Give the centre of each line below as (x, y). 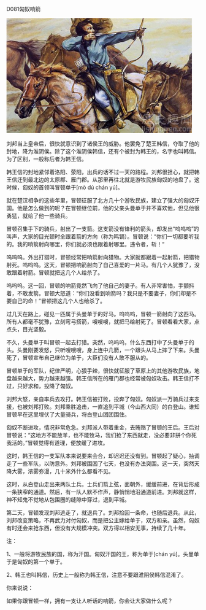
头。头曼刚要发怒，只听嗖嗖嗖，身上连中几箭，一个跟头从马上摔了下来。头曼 (103, 350)
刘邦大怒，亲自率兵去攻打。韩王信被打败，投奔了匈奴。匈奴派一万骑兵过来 (100, 399)
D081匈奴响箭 (24, 9)
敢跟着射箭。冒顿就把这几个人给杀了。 (55, 272)
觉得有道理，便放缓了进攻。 (73, 443)
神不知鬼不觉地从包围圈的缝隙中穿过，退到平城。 (68, 500)
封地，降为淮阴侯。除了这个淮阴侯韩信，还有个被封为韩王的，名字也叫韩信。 (103, 151)
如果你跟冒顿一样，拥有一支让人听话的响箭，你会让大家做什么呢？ (90, 601)
